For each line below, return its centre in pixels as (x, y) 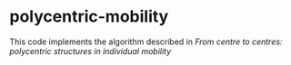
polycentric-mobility (89, 17)
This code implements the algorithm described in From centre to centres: (146, 42)
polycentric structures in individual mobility (90, 51)
